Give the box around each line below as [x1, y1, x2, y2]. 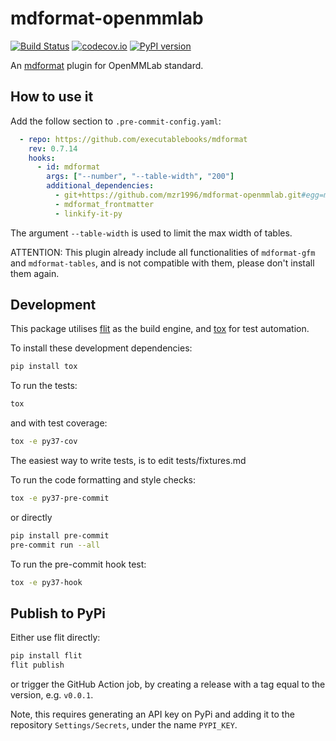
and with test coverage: [10, 417, 108, 429]
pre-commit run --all [10, 540, 101, 550]
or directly [10, 511, 53, 523]
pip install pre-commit [10, 530, 110, 541]
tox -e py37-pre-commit [10, 493, 110, 504]
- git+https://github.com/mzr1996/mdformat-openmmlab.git [54, 190, 302, 200]
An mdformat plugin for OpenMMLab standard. [10, 59, 204, 71]
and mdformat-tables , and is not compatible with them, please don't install [10, 257, 315, 269]
